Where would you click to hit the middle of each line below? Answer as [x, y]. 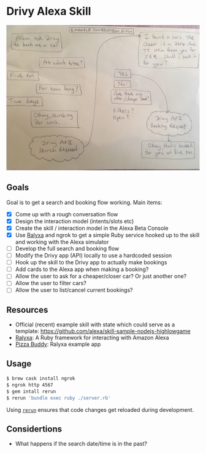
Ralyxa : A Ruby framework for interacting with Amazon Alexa [92, 338]
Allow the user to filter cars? [51, 283]
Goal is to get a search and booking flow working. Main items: [84, 202]
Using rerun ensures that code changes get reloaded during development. [100, 409]
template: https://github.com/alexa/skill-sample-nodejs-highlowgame [103, 331]
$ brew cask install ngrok [41, 379]
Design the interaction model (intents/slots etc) [74, 221]
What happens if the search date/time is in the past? [81, 444]
